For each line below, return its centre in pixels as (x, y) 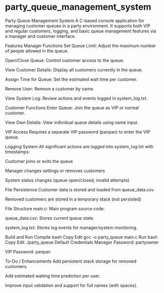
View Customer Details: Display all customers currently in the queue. (74, 69)
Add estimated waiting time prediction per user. (53, 276)
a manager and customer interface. (41, 36)
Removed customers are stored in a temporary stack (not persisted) (73, 199)
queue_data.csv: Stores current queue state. (50, 218)
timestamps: (18, 152)
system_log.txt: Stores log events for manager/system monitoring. (71, 227)
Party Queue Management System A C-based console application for (75, 21)
